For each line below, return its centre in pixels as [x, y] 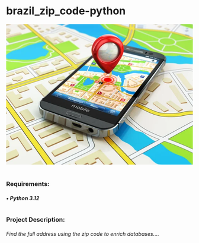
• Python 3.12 [23, 198]
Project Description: [36, 219]
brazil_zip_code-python [66, 11]
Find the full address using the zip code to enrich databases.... [83, 233]
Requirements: [28, 184]
